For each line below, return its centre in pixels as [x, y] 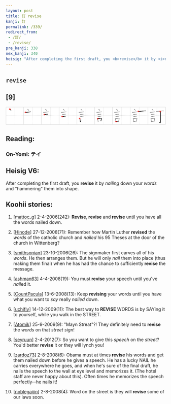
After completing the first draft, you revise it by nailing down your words [81, 183]
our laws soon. [29, 397]
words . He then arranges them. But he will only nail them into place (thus [89, 258]
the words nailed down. [38, 222]
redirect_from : [22, 32]
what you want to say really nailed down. [56, 299]
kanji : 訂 [16, 21]
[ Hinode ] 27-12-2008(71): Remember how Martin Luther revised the [84, 232]
